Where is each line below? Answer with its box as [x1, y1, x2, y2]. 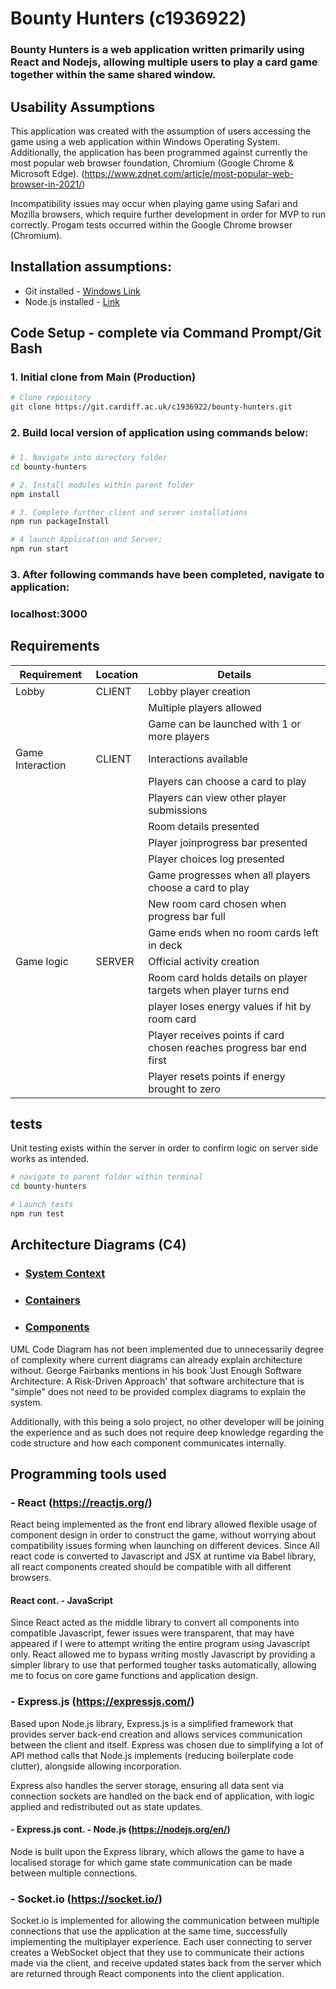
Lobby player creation [148, 684, 251, 698]
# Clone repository [10, 393, 92, 403]
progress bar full [148, 909, 226, 923]
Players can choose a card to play [148, 774, 307, 788]
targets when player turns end [148, 983, 290, 997]
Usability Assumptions [10, 98, 155, 116]
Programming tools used [10, 1465, 167, 1482]
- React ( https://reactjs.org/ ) [10, 1495, 153, 1509]
